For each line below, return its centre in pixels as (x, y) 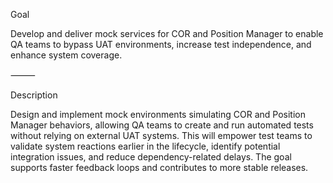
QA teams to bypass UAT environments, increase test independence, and (161, 44)
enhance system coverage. (66, 55)
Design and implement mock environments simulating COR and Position (158, 114)
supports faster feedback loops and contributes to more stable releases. (159, 167)
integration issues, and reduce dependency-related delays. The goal (151, 157)
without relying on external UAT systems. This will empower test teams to (161, 135)
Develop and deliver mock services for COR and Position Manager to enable (167, 33)
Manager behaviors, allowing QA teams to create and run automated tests (162, 125)
